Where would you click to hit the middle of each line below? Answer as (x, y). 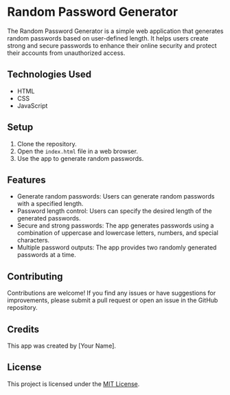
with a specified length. (50, 204)
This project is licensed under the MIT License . (73, 384)
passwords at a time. (47, 255)
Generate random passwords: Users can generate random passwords (116, 196)
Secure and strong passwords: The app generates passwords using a (115, 226)
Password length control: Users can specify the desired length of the (114, 211)
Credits (23, 329)
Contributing (35, 276)
